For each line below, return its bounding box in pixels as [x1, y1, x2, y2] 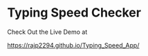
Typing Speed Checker [7, 5, 142, 21]
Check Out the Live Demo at [7, 28, 88, 36]
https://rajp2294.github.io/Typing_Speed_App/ [7, 41, 140, 49]
